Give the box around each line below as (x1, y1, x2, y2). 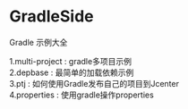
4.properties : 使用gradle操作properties (9, 89, 154, 100)
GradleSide (9, 6, 94, 27)
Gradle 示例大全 (9, 37, 68, 47)
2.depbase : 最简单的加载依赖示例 (9, 67, 134, 78)
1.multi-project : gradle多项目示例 (9, 55, 132, 66)
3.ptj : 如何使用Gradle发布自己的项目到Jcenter (9, 78, 179, 88)
